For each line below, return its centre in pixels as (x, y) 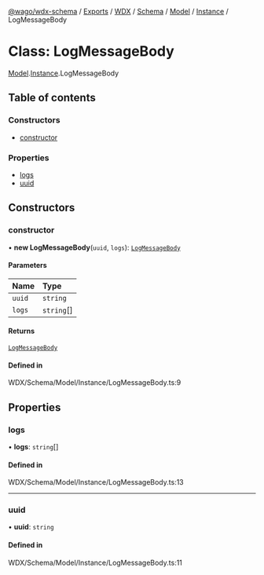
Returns (22, 331)
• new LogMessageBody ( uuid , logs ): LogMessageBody (94, 247)
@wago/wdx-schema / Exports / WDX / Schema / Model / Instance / (119, 11)
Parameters (27, 266)
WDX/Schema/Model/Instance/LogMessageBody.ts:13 (96, 482)
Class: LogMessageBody (91, 51)
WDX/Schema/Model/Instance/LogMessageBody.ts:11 (95, 562)
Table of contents (52, 98)
